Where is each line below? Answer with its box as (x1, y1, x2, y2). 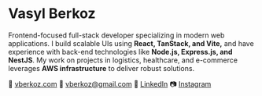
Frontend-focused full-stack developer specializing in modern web (8, 30, 225, 40)
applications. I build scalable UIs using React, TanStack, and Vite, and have (8, 38, 254, 48)
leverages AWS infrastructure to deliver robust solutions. (8, 63, 195, 73)
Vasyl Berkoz (8, 5, 96, 23)
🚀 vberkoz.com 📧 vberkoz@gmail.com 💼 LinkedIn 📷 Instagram (8, 79, 212, 88)
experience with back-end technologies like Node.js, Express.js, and (8, 47, 233, 56)
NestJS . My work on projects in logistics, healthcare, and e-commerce (8, 55, 238, 65)
